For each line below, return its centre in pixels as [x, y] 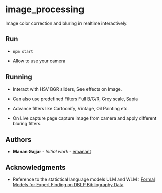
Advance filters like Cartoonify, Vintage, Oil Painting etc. [71, 108]
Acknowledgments [36, 167]
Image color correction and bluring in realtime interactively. [66, 23]
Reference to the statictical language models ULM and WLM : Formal [84, 179]
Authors [18, 139]
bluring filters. [27, 123]
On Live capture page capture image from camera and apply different [85, 118]
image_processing [45, 9]
